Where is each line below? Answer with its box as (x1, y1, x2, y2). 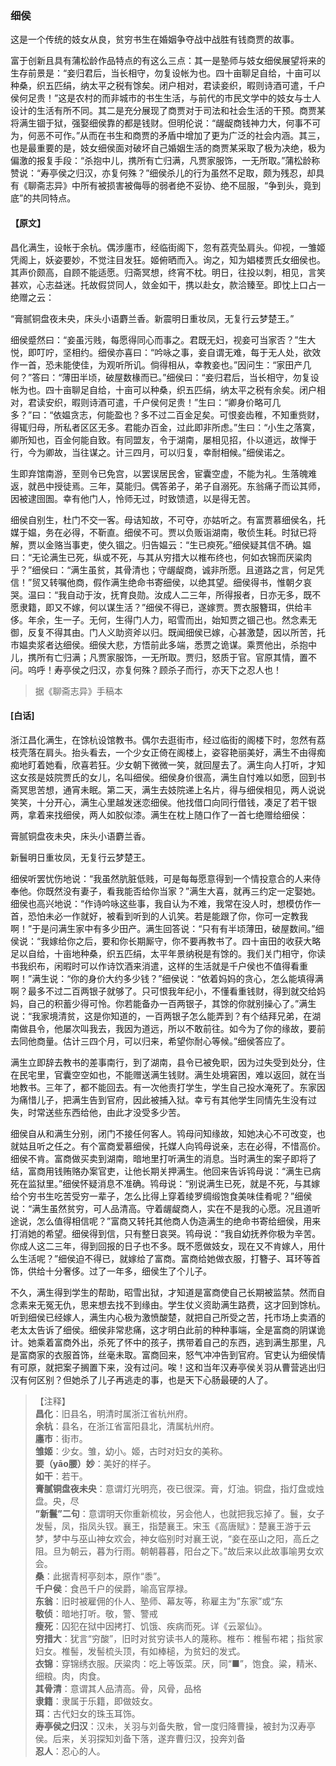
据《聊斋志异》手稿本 (34, 685, 123, 697)
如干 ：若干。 (34, 1470, 88, 1482)
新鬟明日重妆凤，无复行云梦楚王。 (10, 851, 151, 863)
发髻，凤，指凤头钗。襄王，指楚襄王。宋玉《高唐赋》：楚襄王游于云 (34, 1520, 312, 1532)
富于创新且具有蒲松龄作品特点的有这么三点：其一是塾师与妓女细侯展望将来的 (10, 55, 326, 67)
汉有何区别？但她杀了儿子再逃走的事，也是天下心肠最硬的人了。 (10, 1373, 273, 1386)
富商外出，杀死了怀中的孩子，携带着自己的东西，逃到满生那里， (53, 1336, 317, 1348)
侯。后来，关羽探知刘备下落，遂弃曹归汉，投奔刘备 (34, 1732, 246, 1744)
